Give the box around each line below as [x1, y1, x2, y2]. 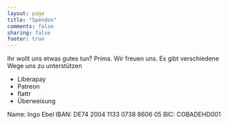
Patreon [17, 82, 40, 91]
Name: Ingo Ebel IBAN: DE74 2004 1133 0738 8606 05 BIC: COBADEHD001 [7, 111, 221, 119]
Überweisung [17, 97, 56, 105]
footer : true [7, 36, 45, 43]
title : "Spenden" [7, 16, 57, 23]
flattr [17, 90, 31, 98]
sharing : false [7, 29, 51, 36]
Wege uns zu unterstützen [7, 62, 82, 70]
